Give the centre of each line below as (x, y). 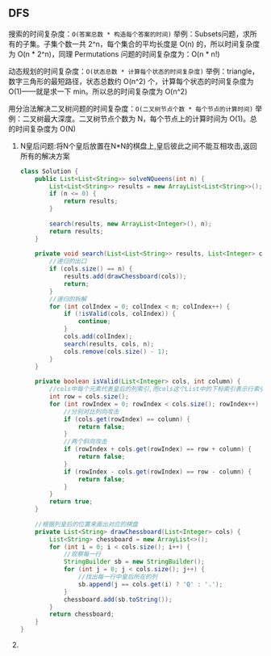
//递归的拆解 (68, 299)
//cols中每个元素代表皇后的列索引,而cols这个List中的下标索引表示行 (152, 389)
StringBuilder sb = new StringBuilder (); (134, 562)
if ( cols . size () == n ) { (91, 269)
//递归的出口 (68, 262)
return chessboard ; (82, 614)
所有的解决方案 (45, 156)
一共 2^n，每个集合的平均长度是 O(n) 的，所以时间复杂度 (166, 44)
